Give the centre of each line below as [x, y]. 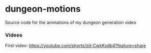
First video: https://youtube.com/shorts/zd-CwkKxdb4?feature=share [75, 46]
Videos [14, 35]
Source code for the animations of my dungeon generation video [71, 22]
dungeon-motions [43, 9]
